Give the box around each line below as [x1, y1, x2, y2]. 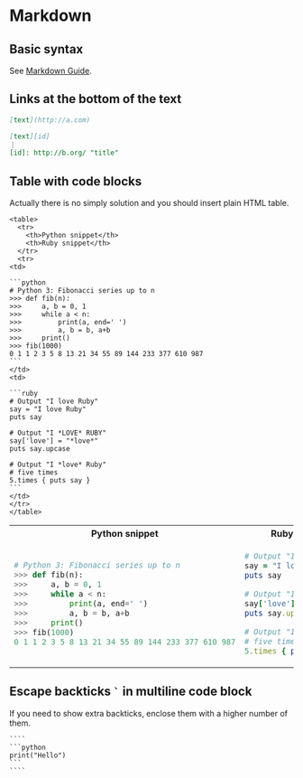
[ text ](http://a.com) [9, 115, 91, 125]
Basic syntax [9, 42, 84, 57]
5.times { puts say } [9, 476, 91, 485]
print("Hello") [9, 751, 67, 760]
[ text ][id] [9, 132, 50, 141]
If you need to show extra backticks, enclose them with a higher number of [9, 708, 289, 718]
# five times [9, 468, 59, 477]
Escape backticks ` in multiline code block [9, 684, 252, 699]
